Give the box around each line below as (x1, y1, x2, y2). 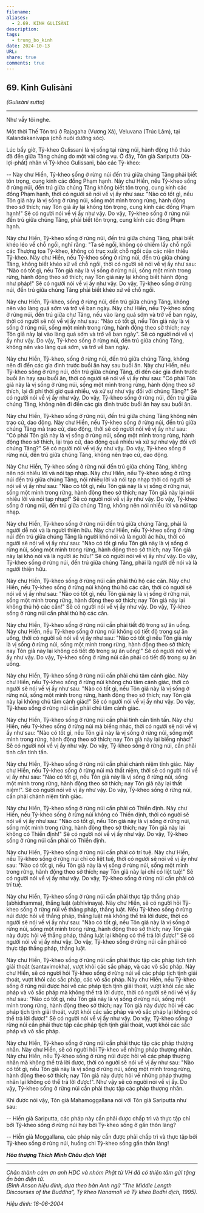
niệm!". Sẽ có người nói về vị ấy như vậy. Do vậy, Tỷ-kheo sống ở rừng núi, (6, 787, 192, 794)
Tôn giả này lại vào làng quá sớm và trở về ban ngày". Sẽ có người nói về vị (6, 330, 194, 338)
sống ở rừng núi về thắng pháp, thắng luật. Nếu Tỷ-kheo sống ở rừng (20, 906, 192, 913)
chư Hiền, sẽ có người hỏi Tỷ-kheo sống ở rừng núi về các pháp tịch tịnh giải (6, 969, 197, 977)
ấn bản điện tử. (6, 1175, 45, 1183)
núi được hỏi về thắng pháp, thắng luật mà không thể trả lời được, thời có (6, 912, 188, 920)
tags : (6, 32, 20, 38)
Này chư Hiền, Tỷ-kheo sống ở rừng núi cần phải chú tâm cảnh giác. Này (6, 672, 188, 679)
